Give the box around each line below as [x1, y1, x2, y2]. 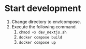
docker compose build [18, 35, 62, 40]
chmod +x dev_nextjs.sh [18, 30, 67, 35]
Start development [4, 3, 81, 14]
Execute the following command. [11, 24, 77, 29]
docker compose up [18, 40, 56, 45]
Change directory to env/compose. [11, 19, 81, 24]
